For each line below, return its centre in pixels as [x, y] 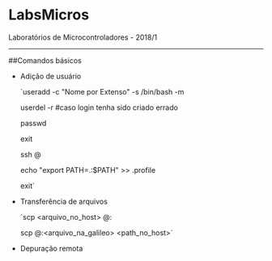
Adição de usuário [51, 76]
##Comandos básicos [45, 60]
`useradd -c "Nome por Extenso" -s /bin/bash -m [102, 91]
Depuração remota [51, 248]
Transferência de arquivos [64, 201]
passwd [33, 123]
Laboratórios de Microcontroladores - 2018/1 [83, 37]
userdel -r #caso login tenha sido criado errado [99, 107]
